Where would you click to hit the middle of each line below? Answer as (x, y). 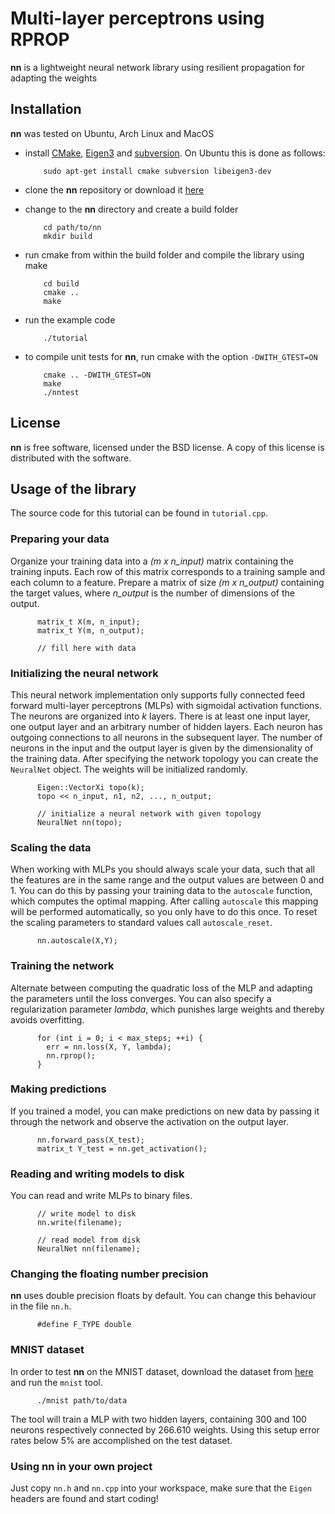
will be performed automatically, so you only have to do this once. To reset (164, 912)
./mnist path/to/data (82, 1400)
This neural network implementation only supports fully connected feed (158, 694)
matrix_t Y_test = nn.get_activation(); (122, 1148)
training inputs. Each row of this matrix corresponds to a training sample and (168, 571)
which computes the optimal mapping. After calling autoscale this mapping (164, 901)
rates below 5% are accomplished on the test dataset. (121, 1440)
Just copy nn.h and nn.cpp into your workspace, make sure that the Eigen (161, 1488)
